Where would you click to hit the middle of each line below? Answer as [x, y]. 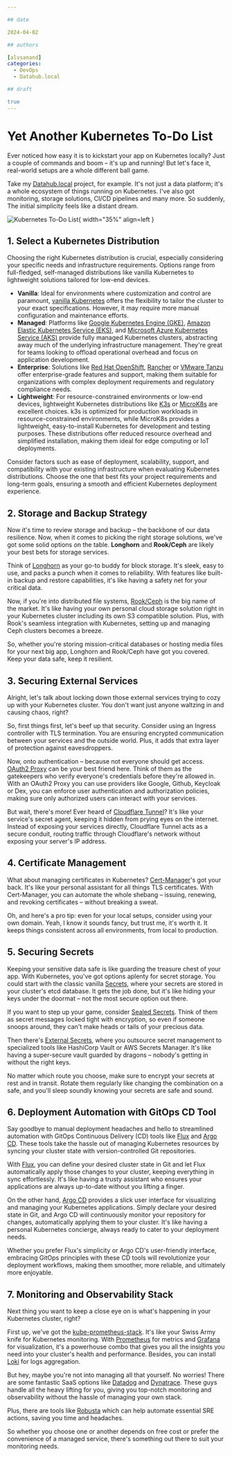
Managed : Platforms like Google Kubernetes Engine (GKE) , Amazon [114, 323]
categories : [24, 64]
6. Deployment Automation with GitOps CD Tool [112, 1112]
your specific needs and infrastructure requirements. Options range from [111, 265]
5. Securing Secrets [51, 952]
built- [215, 573]
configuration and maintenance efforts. [73, 315]
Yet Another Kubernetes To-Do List [110, 136]
